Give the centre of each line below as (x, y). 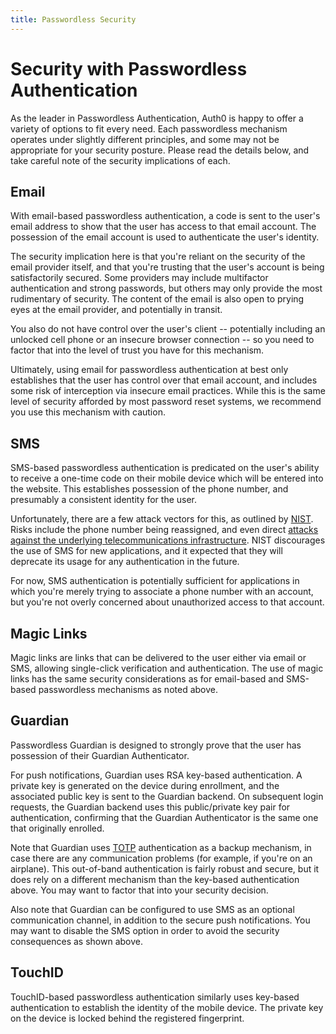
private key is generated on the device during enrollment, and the (145, 785)
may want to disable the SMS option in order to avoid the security (145, 930)
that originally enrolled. (57, 828)
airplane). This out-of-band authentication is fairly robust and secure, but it (165, 868)
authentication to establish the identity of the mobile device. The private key (167, 1007)
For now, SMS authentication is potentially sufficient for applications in (155, 581)
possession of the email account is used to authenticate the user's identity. (165, 237)
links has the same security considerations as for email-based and (147, 679)
